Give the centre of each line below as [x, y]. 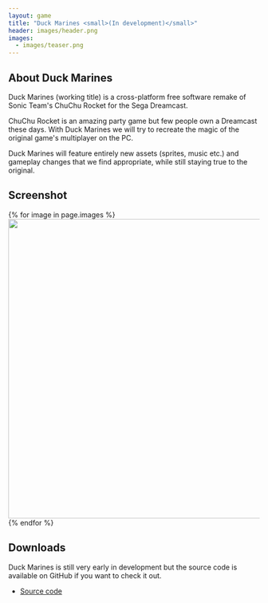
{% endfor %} [31, 522]
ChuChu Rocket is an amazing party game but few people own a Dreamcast [133, 121]
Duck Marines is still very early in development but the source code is [123, 567]
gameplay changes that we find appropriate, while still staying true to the [128, 161]
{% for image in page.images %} [62, 214]
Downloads [37, 548]
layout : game [30, 16]
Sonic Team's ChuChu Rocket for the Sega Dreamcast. [99, 105]
